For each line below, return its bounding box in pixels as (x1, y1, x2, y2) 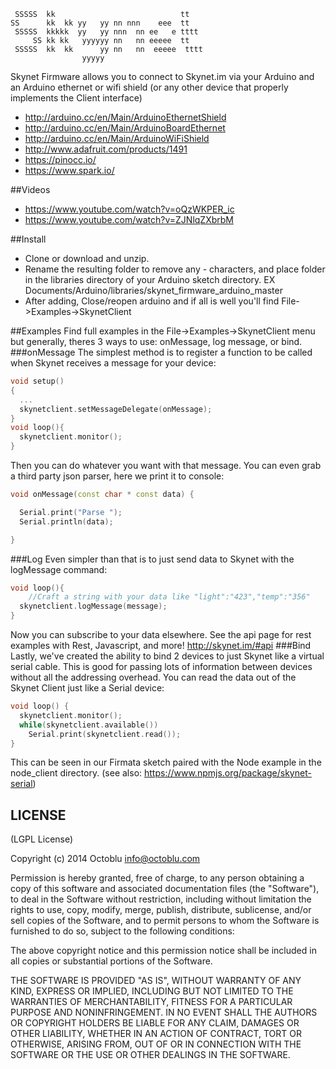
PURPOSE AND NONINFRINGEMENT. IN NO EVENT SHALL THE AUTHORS (10, 1006, 318, 1019)
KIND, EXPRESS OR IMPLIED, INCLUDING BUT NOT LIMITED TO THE (10, 985, 294, 997)
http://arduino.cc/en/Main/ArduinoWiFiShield (24, 133, 210, 144)
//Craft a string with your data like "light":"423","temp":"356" (28, 592, 311, 602)
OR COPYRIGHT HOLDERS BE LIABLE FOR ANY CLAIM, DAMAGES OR (10, 1017, 300, 1029)
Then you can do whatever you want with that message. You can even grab (10, 460, 322, 471)
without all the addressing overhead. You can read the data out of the (10, 671, 297, 683)
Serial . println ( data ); (19, 516, 114, 527)
